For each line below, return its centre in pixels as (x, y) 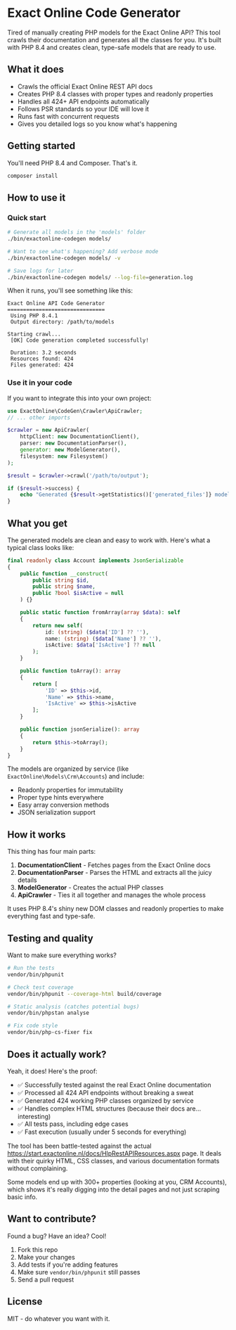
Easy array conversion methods (63, 805)
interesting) (34, 1116)
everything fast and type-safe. (51, 916)
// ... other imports (39, 417)
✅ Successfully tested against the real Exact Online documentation (114, 1085)
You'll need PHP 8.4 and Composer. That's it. (73, 162)
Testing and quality (50, 938)
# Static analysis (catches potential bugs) (73, 1006)
